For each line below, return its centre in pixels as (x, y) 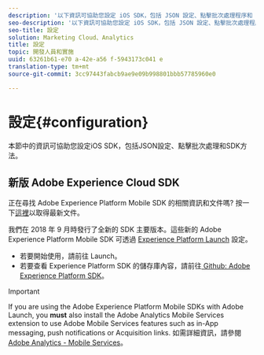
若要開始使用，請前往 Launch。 (70, 256)
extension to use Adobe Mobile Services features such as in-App (113, 324)
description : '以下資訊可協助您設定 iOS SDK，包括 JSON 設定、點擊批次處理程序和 (130, 15)
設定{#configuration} (79, 122)
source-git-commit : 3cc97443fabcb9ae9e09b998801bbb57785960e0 (112, 74)
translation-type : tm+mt (49, 67)
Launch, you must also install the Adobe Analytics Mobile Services (116, 315)
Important (24, 291)
